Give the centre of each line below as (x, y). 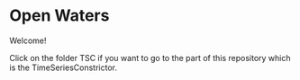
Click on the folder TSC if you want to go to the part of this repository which (150, 58)
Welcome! (28, 40)
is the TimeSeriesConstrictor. (63, 67)
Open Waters (59, 16)
